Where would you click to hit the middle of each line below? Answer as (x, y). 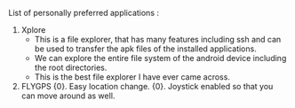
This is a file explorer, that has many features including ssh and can (158, 39)
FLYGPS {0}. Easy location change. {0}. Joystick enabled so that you (147, 86)
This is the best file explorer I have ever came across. (132, 77)
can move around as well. (68, 96)
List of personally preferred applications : (84, 13)
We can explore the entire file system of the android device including (160, 58)
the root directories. (71, 67)
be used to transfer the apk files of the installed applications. (145, 49)
